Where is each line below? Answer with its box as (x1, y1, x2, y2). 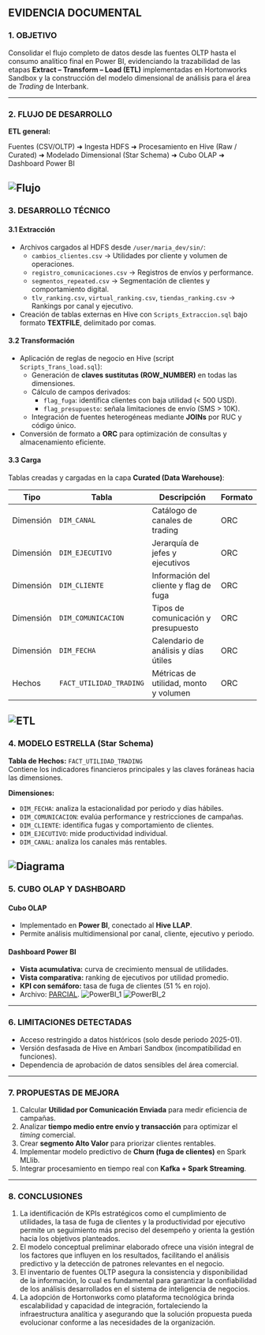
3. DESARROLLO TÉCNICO (8, 205, 110, 216)
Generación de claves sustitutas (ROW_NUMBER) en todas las (31, 370, 237, 380)
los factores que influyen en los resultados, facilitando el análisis (19, 1251, 230, 1260)
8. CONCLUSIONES (8, 1191, 83, 1202)
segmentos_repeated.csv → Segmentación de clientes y (31, 276, 211, 285)
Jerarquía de (151, 537, 200, 548)
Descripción (159, 491, 207, 502)
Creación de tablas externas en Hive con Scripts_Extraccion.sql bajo (19, 309, 248, 319)
